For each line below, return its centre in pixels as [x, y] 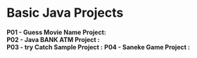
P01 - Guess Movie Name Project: [56, 32]
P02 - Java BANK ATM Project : [53, 39]
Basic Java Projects [65, 13]
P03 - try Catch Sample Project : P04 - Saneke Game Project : [99, 47]
